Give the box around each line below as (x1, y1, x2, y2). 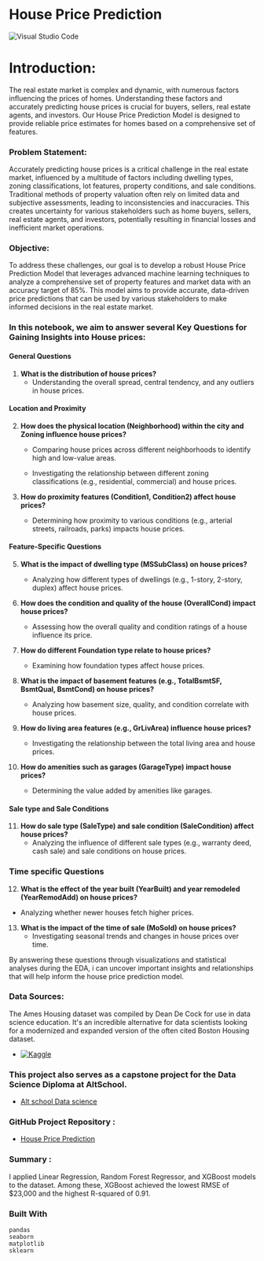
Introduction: (9, 59, 97, 77)
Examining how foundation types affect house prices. (31, 661, 205, 670)
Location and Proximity (9, 404, 86, 413)
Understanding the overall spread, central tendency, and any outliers (31, 377, 255, 386)
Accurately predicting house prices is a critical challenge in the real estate (9, 165, 249, 174)
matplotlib (9, 1240, 45, 1248)
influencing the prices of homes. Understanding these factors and (9, 93, 223, 103)
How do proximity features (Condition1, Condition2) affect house (20, 492, 236, 501)
